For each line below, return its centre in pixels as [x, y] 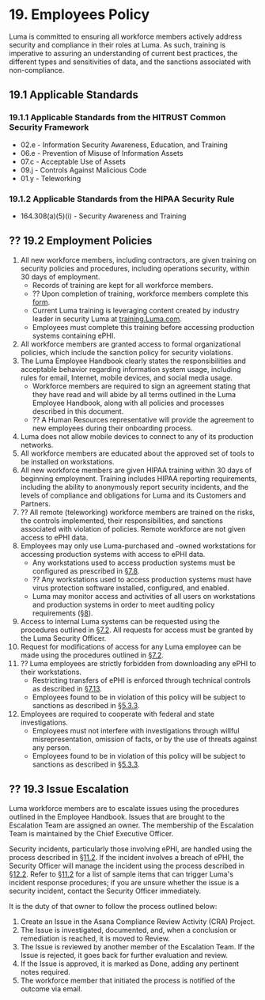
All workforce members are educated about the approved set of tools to [137, 453]
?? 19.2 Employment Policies [81, 241]
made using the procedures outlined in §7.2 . [92, 655]
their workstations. [51, 672]
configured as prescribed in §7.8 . [86, 570]
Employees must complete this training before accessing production [144, 327]
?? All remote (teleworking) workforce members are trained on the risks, [138, 512]
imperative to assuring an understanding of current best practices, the [123, 53]
